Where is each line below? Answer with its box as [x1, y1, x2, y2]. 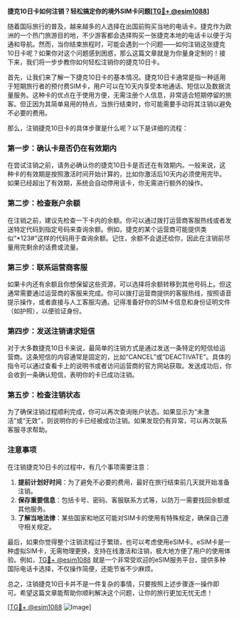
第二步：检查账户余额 [7, 198, 80, 208]
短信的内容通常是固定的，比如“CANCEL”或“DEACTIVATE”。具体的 [38, 353, 231, 361]
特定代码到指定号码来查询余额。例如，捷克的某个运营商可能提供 [13, 225, 201, 233]
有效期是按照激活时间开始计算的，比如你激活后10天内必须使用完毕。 [26, 170, 226, 178]
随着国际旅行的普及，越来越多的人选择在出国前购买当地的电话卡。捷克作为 [7, 22, 225, 31]
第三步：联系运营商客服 [7, 262, 87, 272]
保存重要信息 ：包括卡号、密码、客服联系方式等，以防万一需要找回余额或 [17, 495, 230, 504]
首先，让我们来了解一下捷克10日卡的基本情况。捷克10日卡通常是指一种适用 [7, 73, 226, 81]
